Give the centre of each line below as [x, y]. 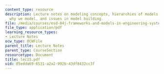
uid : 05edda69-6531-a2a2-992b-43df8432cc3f [50, 64]
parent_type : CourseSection [34, 50]
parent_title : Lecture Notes [35, 46]
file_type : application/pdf [34, 28]
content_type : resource [29, 9]
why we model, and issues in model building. [57, 18]
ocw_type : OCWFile [24, 41]
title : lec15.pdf [23, 59]
